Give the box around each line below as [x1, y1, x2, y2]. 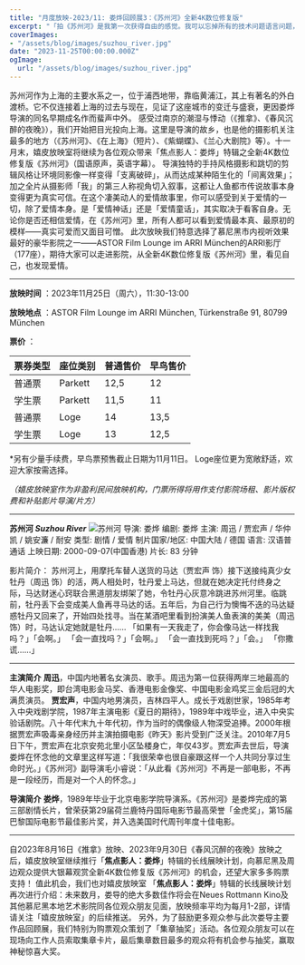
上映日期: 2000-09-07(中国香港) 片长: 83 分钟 [26, 545, 199, 556]
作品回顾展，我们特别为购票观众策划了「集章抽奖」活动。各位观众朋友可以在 [9, 922, 295, 934]
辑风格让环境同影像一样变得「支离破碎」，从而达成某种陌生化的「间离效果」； [9, 169, 295, 180]
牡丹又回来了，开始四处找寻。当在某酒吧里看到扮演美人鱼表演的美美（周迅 [16, 609, 295, 621]
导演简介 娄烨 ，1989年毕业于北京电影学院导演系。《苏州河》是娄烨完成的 [9, 793, 280, 804]
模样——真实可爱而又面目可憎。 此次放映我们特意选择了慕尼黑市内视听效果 [9, 226, 290, 237]
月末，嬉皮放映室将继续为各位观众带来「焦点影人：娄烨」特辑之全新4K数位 [9, 146, 290, 157]
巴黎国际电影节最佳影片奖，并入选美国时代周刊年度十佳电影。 [9, 815, 240, 826]
